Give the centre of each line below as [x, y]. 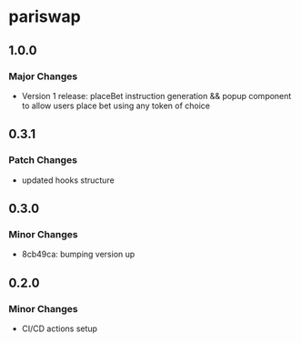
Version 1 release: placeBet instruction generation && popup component [156, 96]
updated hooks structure [68, 180]
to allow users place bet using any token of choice [116, 106]
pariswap [45, 17]
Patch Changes [43, 160]
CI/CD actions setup [59, 328]
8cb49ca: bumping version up [78, 254]
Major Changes [43, 76]
